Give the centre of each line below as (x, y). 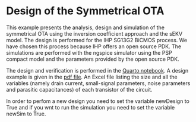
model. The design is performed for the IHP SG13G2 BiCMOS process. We (97, 40)
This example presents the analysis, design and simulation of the (86, 27)
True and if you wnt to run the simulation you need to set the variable (91, 107)
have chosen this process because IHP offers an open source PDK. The (94, 46)
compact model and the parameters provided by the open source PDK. (93, 59)
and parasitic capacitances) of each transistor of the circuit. (79, 89)
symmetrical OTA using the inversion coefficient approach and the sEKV (94, 33)
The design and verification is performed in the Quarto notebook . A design (97, 70)
